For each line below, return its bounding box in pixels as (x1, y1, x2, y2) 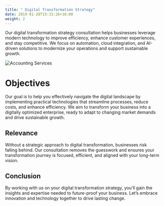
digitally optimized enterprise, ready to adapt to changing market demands (5, 109, 156, 116)
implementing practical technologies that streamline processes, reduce (5, 99, 148, 105)
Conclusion (5, 172, 41, 180)
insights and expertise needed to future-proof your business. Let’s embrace (5, 190, 158, 196)
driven (5, 45, 18, 52)
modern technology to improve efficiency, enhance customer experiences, (5, 35, 156, 41)
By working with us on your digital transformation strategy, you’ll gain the (5, 185, 153, 191)
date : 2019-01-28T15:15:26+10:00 (5, 12, 73, 17)
